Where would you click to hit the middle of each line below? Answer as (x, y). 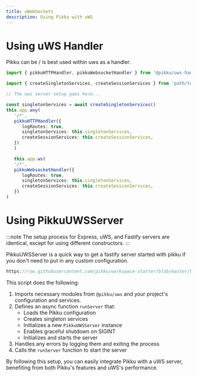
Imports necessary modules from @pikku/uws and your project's (91, 294)
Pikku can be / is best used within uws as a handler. (68, 62)
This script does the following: (43, 283)
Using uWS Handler (55, 46)
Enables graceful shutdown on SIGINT (69, 331)
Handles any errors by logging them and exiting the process (87, 344)
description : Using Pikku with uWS (50, 17)
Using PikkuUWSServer (65, 221)
